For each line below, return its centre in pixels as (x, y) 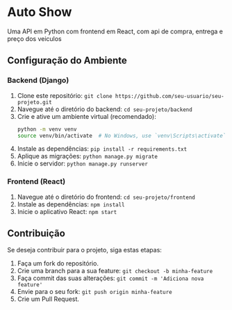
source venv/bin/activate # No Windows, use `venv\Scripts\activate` (122, 136)
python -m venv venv (47, 129)
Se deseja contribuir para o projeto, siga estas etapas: (84, 250)
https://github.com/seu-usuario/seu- (169, 96)
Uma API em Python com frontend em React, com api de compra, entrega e (115, 31)
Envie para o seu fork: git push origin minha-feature (94, 292)
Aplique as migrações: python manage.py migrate (88, 156)
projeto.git (34, 102)
